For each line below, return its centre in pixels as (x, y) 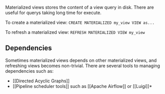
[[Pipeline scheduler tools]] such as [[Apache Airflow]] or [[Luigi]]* (82, 86)
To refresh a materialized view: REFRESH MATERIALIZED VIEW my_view (75, 32)
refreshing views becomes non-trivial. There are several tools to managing (83, 66)
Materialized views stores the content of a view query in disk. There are (79, 7)
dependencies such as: (30, 71)
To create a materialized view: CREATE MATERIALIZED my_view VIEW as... (80, 22)
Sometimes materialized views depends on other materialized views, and (81, 60)
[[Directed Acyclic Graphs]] (41, 81)
